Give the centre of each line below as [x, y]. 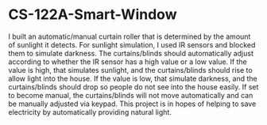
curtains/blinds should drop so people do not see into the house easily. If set [133, 87]
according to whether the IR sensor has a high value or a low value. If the [128, 62]
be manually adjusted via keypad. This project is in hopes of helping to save [132, 104]
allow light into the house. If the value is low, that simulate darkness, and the [133, 78]
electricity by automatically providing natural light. [90, 112]
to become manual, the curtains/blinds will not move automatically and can [131, 95]
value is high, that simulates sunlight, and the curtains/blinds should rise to [130, 70]
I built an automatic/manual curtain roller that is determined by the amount [130, 36]
